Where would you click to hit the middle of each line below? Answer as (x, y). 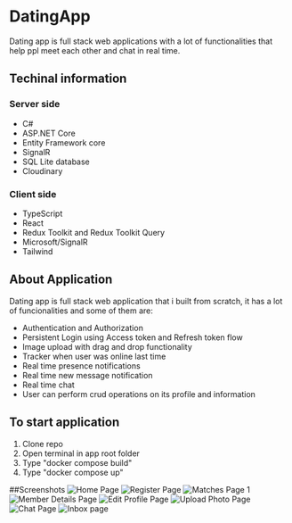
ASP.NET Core (49, 133)
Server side (35, 104)
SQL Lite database (56, 162)
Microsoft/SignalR (55, 242)
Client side (33, 194)
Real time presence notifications (81, 365)
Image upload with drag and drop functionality (107, 346)
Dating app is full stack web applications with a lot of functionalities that (141, 41)
